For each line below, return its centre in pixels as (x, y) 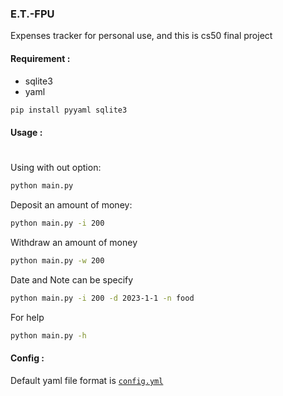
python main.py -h (48, 335)
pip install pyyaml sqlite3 (69, 110)
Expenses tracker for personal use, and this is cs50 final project (141, 36)
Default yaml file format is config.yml (87, 380)
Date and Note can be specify (72, 279)
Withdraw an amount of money (74, 242)
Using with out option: (56, 168)
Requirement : (40, 58)
